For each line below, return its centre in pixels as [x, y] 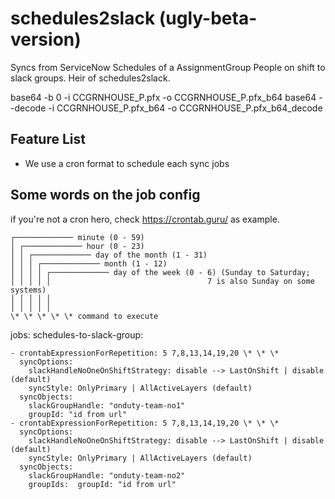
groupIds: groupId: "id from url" [102, 484]
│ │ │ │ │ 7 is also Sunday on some [162, 281]
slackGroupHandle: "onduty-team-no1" [107, 405]
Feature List [48, 139]
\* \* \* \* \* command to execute [84, 316]
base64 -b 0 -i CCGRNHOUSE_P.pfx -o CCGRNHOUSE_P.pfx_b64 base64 [163, 97]
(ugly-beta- [208, 18]
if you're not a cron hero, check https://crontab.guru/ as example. [145, 219]
